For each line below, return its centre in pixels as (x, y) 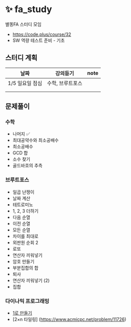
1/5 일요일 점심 (25, 83)
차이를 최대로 (25, 236)
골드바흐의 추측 (27, 166)
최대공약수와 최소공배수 (36, 141)
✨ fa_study (29, 9)
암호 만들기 (23, 261)
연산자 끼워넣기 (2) (31, 280)
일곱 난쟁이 (23, 192)
